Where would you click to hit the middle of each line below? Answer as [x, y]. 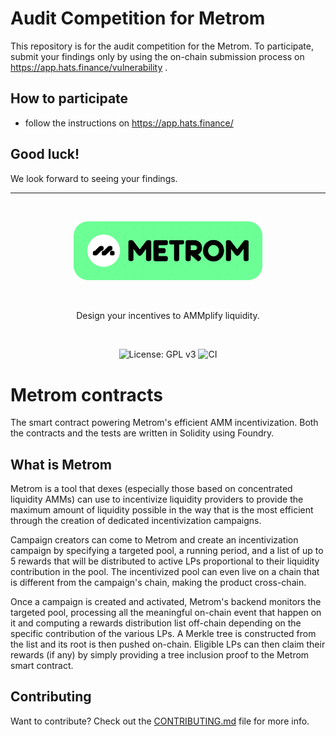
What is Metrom [61, 464]
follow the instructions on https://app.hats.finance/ [129, 123]
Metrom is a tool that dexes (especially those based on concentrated [151, 489]
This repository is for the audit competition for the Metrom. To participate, [162, 46]
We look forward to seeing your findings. [94, 178]
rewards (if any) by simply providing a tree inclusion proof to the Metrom [160, 655]
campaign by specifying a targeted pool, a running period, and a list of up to [167, 551]
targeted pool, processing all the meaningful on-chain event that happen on [166, 613]
